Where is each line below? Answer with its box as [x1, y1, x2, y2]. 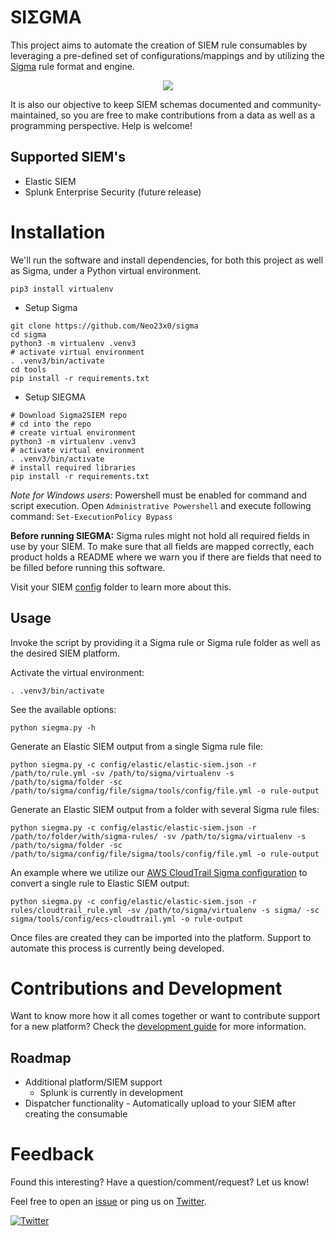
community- [271, 98, 322, 110]
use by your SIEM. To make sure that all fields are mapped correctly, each [10, 540, 315, 552]
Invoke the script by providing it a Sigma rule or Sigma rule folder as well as [10, 636, 321, 648]
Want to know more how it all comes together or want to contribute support [10, 1010, 321, 1022]
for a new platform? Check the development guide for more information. [10, 1021, 307, 1033]
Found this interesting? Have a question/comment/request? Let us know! [10, 1176, 310, 1188]
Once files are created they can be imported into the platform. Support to [10, 931, 312, 943]
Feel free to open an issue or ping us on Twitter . [10, 1196, 207, 1208]
